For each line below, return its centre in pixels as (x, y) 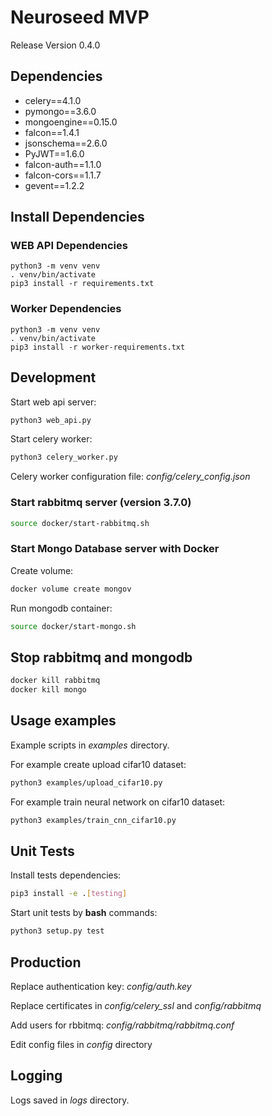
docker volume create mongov (71, 589)
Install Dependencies (77, 217)
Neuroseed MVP (80, 17)
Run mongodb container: (61, 608)
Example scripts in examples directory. (90, 745)
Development (53, 377)
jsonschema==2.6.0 (66, 143)
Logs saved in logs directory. (70, 1100)
